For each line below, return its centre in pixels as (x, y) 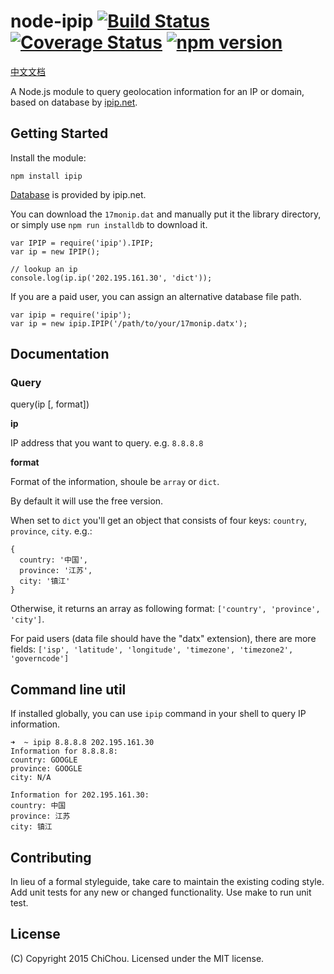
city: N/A (31, 778)
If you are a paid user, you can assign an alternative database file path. (156, 296)
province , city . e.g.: (51, 531)
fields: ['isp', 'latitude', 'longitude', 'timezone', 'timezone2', (152, 649)
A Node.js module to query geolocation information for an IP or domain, (157, 91)
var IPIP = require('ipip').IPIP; (82, 243)
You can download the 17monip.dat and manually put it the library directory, (166, 214)
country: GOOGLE (44, 760)
